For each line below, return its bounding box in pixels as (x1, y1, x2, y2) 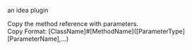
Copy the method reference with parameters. (7, 20, 139, 27)
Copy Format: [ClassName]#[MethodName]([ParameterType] (7, 27, 186, 35)
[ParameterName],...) (7, 35, 69, 43)
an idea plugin (7, 6, 49, 14)
